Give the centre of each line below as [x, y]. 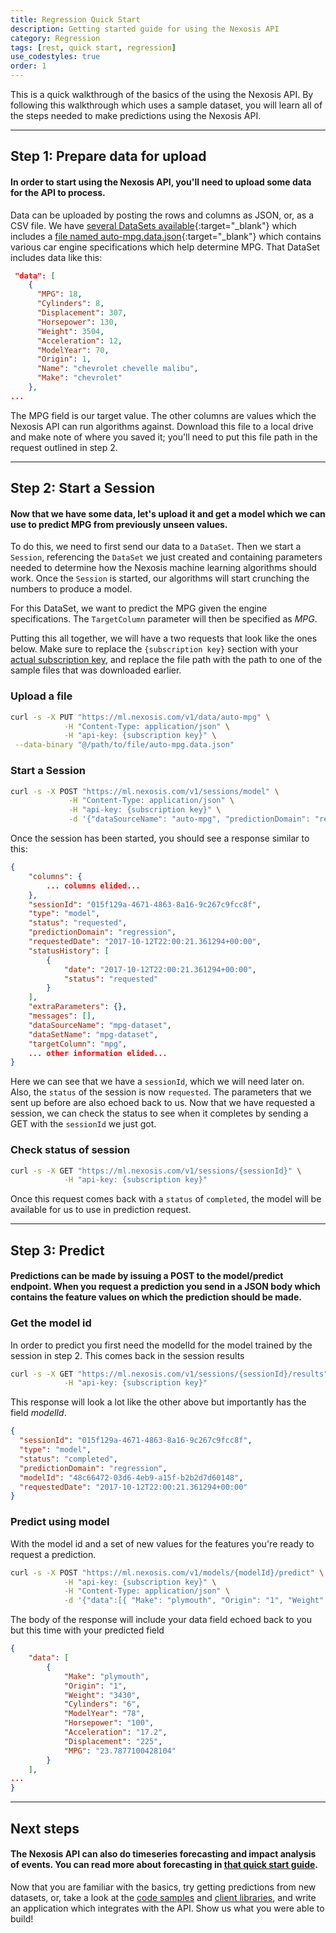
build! [22, 1918]
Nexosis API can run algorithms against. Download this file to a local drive [162, 426]
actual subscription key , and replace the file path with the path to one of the [166, 660]
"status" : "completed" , [68, 1459]
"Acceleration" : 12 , [79, 341]
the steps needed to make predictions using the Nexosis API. [136, 115]
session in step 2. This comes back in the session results [127, 1355]
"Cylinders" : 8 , [70, 304]
